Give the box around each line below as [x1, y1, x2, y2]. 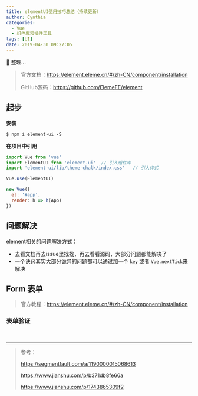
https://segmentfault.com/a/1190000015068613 [20, 360, 136, 367]
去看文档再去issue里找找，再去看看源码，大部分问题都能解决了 [14, 250, 167, 257]
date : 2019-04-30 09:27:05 [6, 42, 72, 48]
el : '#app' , [11, 192, 41, 198]
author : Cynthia [6, 14, 46, 20]
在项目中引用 [6, 142, 37, 150]
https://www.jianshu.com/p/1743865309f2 [20, 383, 124, 390]
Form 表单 [6, 284, 43, 294]
